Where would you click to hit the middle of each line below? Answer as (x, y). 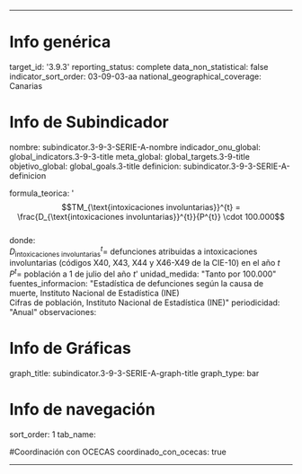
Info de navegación (82, 410)
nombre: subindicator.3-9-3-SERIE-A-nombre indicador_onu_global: (135, 147)
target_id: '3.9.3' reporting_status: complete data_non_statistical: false (139, 66)
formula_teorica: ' (42, 193)
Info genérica (60, 42)
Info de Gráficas (71, 349)
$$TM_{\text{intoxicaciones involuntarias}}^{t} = (151, 206)
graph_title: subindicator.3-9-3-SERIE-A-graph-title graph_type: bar (134, 373)
